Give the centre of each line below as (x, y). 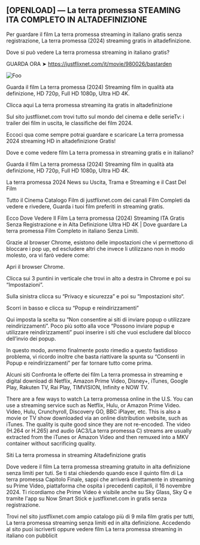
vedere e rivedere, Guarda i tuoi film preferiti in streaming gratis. (85, 206)
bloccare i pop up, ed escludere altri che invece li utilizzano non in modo (96, 249)
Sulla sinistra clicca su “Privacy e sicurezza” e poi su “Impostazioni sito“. (95, 296)
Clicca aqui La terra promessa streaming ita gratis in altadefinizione (89, 105)
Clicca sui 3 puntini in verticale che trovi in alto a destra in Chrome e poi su (99, 278)
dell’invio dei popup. (31, 338)
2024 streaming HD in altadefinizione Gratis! (61, 141)
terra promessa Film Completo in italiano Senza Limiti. (72, 231)
